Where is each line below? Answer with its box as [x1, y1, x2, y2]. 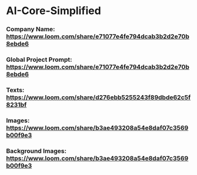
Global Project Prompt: [6, 56, 72, 64]
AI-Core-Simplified [6, 4, 101, 18]
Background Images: [6, 147, 66, 155]
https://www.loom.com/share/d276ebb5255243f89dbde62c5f [6, 93, 191, 101]
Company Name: [6, 25, 55, 33]
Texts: [6, 86, 25, 94]
